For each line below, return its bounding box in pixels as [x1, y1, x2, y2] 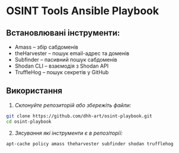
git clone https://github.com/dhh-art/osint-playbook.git [6, 113, 152, 119]
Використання [6, 86, 63, 96]
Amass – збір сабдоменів [14, 43, 78, 50]
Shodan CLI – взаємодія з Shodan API [14, 62, 108, 69]
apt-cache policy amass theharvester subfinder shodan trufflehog [6, 141, 174, 146]
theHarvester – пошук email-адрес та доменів [14, 50, 129, 57]
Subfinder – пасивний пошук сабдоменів [14, 56, 117, 63]
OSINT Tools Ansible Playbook [6, 4, 159, 18]
